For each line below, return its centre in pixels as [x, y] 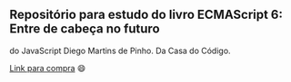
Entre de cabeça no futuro [85, 29]
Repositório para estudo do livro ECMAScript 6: [146, 15]
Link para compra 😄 [48, 68]
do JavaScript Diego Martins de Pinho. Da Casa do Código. [120, 50]
